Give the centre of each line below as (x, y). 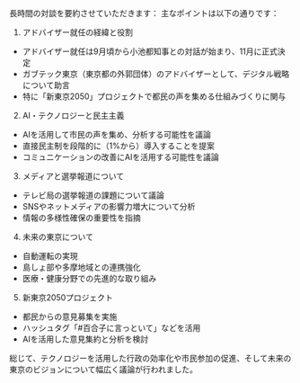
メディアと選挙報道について (73, 176)
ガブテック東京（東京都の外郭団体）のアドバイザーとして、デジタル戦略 (156, 74)
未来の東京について (58, 237)
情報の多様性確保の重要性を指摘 (81, 218)
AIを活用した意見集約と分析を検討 (85, 339)
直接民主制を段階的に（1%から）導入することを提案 (119, 146)
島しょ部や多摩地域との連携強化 (81, 267)
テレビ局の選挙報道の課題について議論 (93, 195)
